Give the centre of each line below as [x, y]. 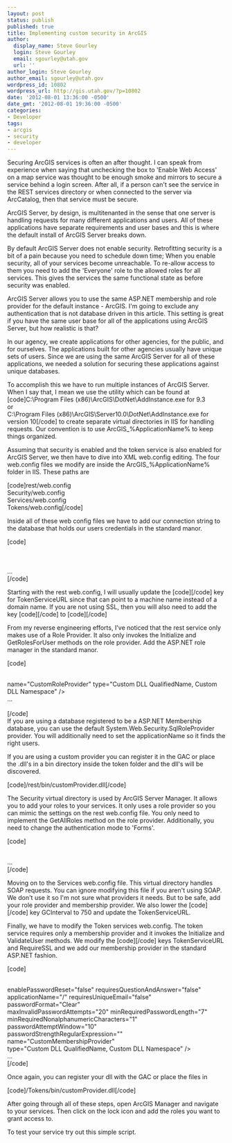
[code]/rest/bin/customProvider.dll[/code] [67, 785]
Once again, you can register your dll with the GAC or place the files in [107, 1077]
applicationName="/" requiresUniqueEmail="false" [79, 997]
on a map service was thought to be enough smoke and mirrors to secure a [115, 177]
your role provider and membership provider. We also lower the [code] [107, 905]
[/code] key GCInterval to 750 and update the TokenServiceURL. [99, 912]
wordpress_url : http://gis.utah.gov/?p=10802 [74, 91]
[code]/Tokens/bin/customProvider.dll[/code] [72, 1090]
